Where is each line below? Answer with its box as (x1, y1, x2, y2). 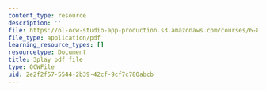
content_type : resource (8, 11, 87, 20)
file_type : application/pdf (8, 33, 101, 42)
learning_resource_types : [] (8, 41, 104, 49)
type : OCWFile (8, 63, 55, 71)
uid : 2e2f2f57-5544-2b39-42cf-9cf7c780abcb (8, 70, 154, 78)
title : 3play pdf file (8, 56, 83, 64)
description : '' (8, 19, 62, 27)
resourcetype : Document (8, 48, 87, 56)
